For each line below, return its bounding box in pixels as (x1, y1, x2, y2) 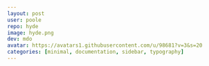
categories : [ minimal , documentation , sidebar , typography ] (7, 49, 185, 56)
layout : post (7, 10, 45, 17)
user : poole (7, 16, 42, 23)
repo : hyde (7, 23, 39, 30)
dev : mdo (7, 36, 33, 43)
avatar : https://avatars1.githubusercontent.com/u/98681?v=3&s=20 (7, 42, 203, 49)
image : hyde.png (7, 29, 54, 36)
